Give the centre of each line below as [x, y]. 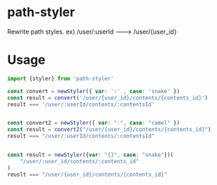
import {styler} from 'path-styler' [61, 78]
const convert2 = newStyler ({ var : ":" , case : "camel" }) [93, 123]
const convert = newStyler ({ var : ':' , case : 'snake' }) [93, 91]
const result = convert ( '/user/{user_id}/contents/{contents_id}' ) [108, 98]
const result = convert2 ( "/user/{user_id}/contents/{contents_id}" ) [109, 130]
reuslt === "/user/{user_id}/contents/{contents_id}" [87, 174]
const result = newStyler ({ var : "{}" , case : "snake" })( [90, 155]
